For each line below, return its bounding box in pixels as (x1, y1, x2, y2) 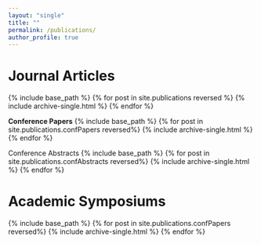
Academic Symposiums (8, 193, 166, 210)
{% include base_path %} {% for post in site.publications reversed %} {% (8, 93, 245, 103)
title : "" (8, 19, 41, 27)
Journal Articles (8, 67, 115, 85)
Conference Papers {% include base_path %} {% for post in (8, 117, 204, 126)
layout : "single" (8, 11, 65, 20)
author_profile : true (8, 33, 79, 42)
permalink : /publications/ (8, 26, 96, 34)
